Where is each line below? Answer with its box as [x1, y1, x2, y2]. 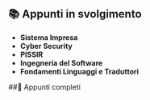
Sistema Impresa [19, 32, 78, 42]
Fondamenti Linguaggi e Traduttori [19, 66, 140, 76]
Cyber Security [19, 41, 73, 50]
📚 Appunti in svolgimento [8, 7, 143, 21]
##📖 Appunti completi [8, 82, 81, 91]
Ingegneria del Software [19, 58, 103, 67]
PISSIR [19, 50, 44, 59]
